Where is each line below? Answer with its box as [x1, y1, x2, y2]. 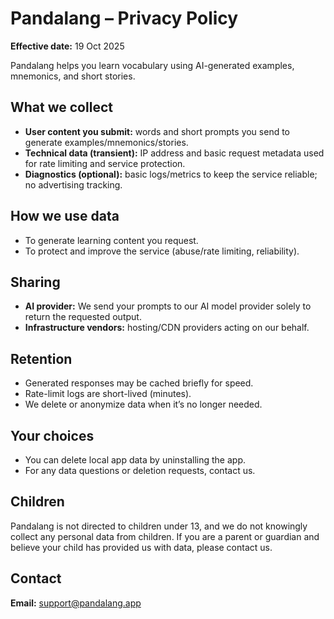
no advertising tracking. [24, 178, 123, 191]
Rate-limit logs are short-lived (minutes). [24, 388, 192, 400]
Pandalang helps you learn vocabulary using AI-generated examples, [10, 59, 295, 71]
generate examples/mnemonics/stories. [24, 136, 189, 148]
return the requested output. [24, 311, 142, 323]
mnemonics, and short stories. [10, 70, 136, 82]
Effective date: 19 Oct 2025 [10, 40, 125, 52]
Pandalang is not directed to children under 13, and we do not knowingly [10, 520, 308, 532]
